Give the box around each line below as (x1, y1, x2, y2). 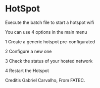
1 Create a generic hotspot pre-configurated (5, 38, 95, 45)
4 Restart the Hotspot (5, 68, 49, 74)
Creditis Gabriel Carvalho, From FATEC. (5, 77, 85, 83)
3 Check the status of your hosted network (5, 58, 93, 64)
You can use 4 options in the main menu (5, 29, 88, 35)
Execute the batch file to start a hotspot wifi (5, 19, 94, 25)
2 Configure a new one (5, 48, 52, 54)
